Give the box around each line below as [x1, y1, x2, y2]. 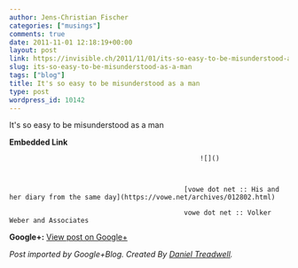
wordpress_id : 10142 [9, 95, 86, 105]
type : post [9, 87, 50, 96]
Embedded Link [9, 137, 68, 147]
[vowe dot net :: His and [184, 185, 279, 194]
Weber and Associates [9, 217, 90, 225]
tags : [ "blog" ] [9, 71, 66, 80]
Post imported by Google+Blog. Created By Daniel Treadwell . [9, 249, 233, 260]
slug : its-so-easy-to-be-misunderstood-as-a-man [9, 63, 192, 72]
